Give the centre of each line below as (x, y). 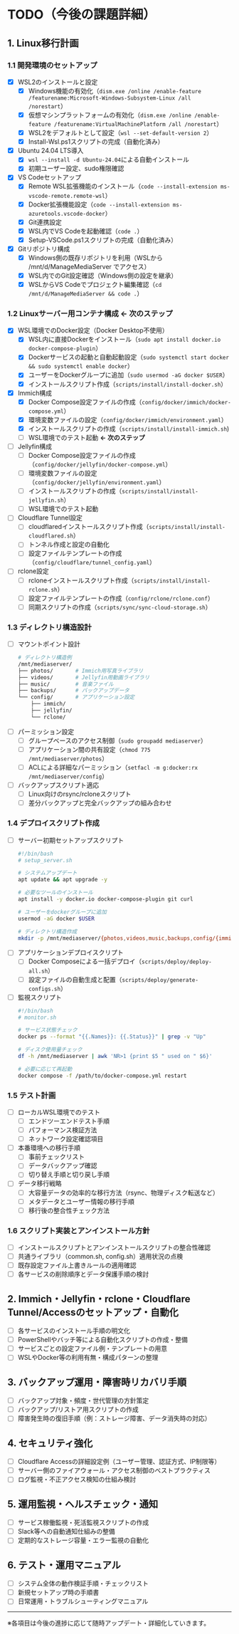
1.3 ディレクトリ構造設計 (50, 627)
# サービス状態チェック (48, 1030)
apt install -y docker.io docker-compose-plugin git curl (105, 899)
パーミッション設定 (46, 731)
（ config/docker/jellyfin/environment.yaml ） (97, 482)
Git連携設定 (45, 222)
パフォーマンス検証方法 (63, 1130)
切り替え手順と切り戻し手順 (69, 1175)
